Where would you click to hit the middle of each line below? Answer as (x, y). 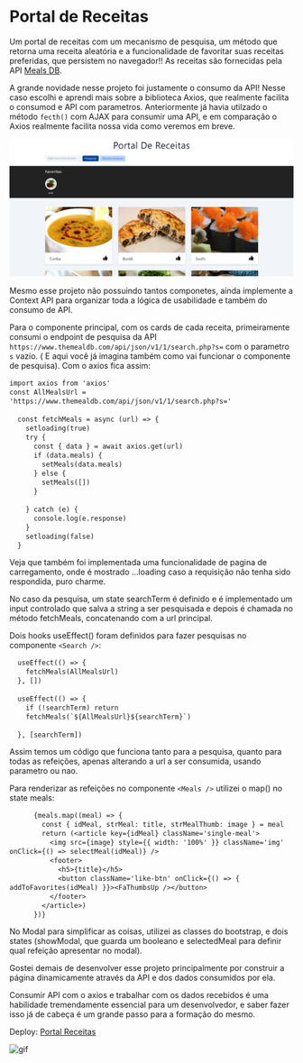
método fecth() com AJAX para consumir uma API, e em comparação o (143, 116)
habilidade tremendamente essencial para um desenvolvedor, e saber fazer (150, 1004)
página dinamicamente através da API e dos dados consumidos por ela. (142, 977)
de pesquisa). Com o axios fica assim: (80, 365)
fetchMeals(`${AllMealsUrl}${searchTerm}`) (109, 717)
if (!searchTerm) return (72, 708)
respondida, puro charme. (58, 581)
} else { (50, 473)
